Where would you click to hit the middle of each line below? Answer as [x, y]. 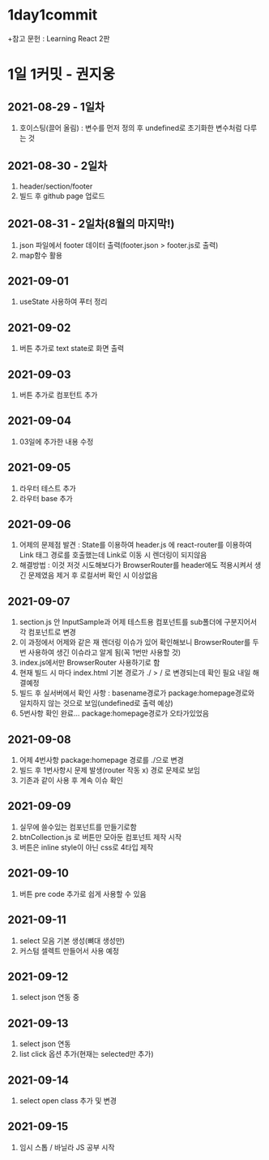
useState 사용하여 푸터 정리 [63, 301]
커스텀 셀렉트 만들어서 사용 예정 [69, 950]
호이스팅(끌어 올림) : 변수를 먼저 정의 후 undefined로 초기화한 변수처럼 [130, 128]
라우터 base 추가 [46, 498]
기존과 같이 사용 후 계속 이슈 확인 [71, 781]
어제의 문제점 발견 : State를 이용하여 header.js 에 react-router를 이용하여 [135, 545]
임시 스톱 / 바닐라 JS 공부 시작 [67, 1147]
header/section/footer [56, 186]
